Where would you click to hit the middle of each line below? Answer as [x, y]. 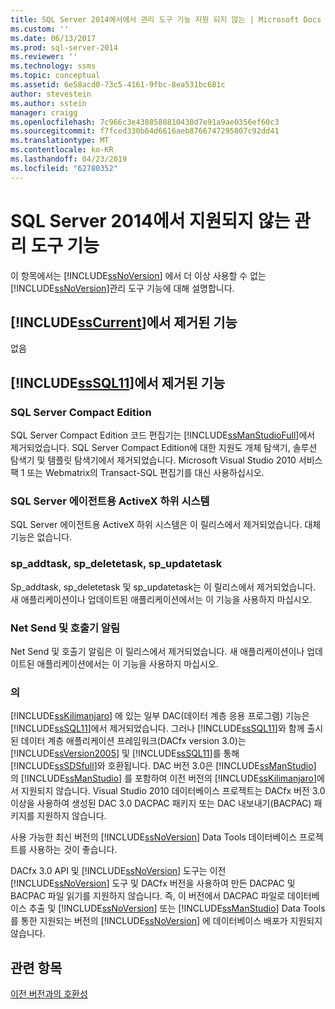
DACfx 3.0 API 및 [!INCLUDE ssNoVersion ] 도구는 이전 [118, 871]
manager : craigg [44, 112]
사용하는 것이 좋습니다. [73, 850]
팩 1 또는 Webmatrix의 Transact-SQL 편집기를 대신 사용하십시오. [137, 473]
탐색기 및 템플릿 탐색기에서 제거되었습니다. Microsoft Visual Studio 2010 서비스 [166, 460]
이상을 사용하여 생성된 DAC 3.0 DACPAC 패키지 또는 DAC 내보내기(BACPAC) [161, 803]
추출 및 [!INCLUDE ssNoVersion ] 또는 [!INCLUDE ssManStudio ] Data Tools [177, 908]
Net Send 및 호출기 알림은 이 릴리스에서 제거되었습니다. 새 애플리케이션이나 [157, 651]
